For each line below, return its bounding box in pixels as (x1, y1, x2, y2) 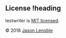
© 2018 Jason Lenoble (5, 27, 53, 33)
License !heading (5, 4, 61, 13)
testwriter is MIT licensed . (5, 17, 60, 23)
